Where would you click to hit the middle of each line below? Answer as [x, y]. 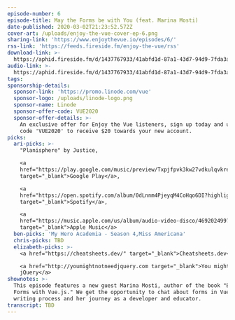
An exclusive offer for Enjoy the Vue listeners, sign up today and [122, 124]
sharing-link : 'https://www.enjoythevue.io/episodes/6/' [92, 40]
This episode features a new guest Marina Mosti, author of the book [117, 286]
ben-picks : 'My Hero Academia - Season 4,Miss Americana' [100, 234]
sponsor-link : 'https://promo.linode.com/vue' [83, 92]
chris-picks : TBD [39, 240]
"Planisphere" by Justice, [59, 151]
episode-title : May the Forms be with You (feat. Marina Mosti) [103, 20]
